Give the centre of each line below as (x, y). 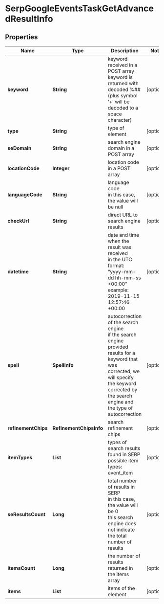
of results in (121, 487)
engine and (121, 402)
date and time (123, 235)
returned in (120, 568)
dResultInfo (29, 19)
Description (125, 51)
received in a (123, 65)
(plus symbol (123, 96)
